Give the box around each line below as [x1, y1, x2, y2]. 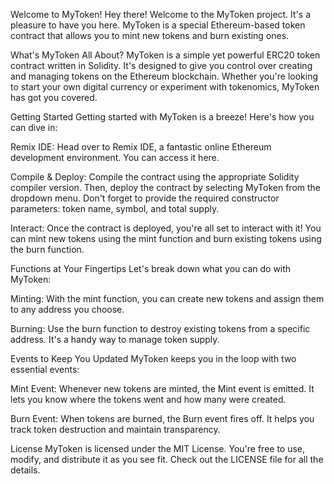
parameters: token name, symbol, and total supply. [10, 203, 220, 214]
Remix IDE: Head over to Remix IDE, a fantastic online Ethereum [10, 141, 272, 153]
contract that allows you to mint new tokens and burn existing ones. [10, 30, 290, 41]
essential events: [10, 364, 80, 375]
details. [10, 464, 41, 476]
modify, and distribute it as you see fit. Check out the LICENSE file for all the [10, 454, 324, 465]
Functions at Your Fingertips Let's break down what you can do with [10, 263, 292, 274]
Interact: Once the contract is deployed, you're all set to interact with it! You [10, 222, 322, 234]
